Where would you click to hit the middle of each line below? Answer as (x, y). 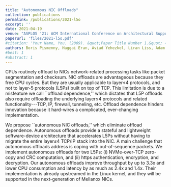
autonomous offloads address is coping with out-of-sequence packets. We (84, 147)
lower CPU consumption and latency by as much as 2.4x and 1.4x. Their (81, 168)
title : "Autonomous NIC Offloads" (42, 10)
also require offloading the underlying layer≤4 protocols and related (76, 99)
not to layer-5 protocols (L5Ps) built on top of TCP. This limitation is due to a (85, 88)
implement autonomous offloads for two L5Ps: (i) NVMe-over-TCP (75, 152)
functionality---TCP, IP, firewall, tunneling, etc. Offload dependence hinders (84, 104)
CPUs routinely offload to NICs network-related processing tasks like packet (85, 72)
